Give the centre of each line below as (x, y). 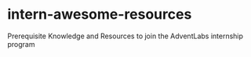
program (21, 44)
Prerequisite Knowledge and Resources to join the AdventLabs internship (125, 36)
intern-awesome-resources (100, 14)
